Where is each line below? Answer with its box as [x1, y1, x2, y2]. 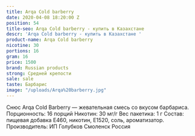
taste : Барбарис [6, 82, 47, 88]
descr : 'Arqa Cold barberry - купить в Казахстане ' [6, 31, 142, 37]
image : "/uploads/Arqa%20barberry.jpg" [6, 87, 107, 93]
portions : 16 [6, 48, 39, 54]
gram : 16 [6, 54, 28, 60]
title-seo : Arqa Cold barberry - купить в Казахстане [6, 25, 145, 32]
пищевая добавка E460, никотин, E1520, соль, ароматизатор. [6, 116, 165, 123]
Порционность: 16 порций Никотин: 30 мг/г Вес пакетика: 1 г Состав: [6, 110, 184, 117]
